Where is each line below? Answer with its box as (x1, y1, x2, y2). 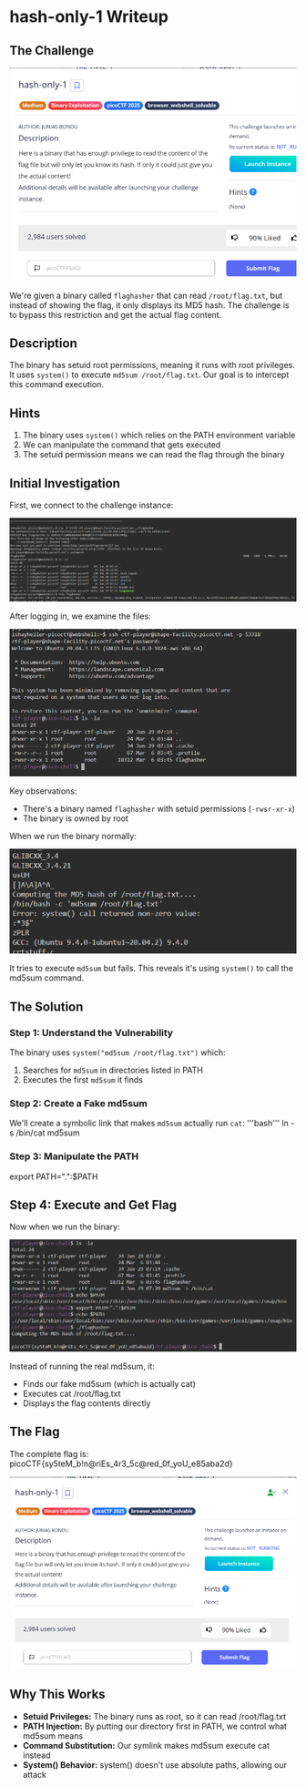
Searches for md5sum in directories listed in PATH (22, 1064, 203, 1076)
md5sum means (22, 1730, 84, 1741)
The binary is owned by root (22, 813, 129, 824)
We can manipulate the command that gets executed (22, 439, 221, 450)
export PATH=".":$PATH (9, 1171, 98, 1182)
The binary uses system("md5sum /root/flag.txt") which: (9, 1047, 226, 1058)
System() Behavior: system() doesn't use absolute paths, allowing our (22, 1759, 288, 1770)
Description (9, 335, 77, 351)
